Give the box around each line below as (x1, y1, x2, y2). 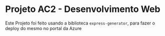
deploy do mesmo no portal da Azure (5, 25, 82, 31)
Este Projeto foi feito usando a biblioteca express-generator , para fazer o (5, 20, 155, 26)
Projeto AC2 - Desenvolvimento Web (5, 3, 160, 15)
